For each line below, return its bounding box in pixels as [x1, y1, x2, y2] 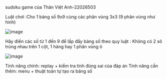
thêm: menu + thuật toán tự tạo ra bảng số [5, 68, 92, 74]
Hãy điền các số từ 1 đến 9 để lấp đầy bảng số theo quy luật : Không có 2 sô [5, 38, 162, 44]
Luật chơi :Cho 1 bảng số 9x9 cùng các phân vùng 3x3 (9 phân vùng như [5, 14, 155, 19]
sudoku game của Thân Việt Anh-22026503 [5, 4, 96, 10]
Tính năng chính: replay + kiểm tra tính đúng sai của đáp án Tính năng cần [5, 63, 158, 69]
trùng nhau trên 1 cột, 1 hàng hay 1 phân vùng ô [5, 44, 102, 49]
